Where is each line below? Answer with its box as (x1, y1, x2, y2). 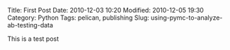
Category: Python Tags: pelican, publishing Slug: (7, 13, 150, 22)
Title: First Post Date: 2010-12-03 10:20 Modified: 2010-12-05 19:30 (7, 6, 204, 14)
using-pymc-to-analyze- (151, 13, 223, 22)
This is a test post (7, 35, 59, 43)
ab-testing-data (7, 21, 54, 29)
